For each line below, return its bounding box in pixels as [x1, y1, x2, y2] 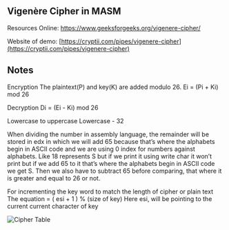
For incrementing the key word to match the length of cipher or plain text [7, 187, 214, 196]
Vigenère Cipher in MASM [7, 6, 121, 17]
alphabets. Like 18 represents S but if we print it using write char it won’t [7, 151, 212, 160]
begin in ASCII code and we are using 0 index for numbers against [7, 145, 195, 153]
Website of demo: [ [7, 37, 62, 45]
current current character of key [7, 202, 99, 210]
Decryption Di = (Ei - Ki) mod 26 [7, 103, 99, 112]
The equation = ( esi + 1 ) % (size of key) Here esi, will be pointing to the [7, 194, 212, 202]
